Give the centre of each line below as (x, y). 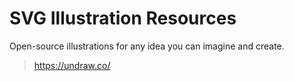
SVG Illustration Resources (123, 18)
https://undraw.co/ (72, 65)
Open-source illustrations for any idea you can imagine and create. (147, 46)
